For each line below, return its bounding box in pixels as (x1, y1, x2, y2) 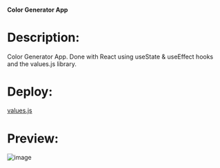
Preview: (7, 131, 59, 146)
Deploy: (7, 83, 53, 99)
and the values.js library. (7, 59, 77, 68)
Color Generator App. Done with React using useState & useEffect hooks (7, 52, 214, 61)
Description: (7, 30, 80, 45)
